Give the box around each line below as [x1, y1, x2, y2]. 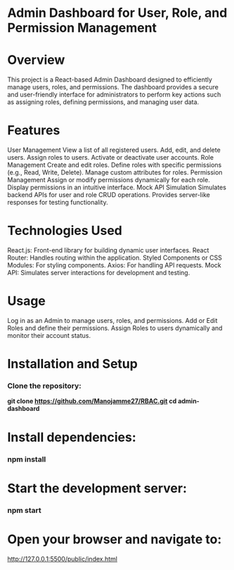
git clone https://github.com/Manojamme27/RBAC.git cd [7, 397, 177, 405]
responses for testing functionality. [7, 198, 108, 207]
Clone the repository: [7, 381, 82, 391]
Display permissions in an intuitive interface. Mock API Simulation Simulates [7, 183, 227, 191]
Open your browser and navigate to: [7, 531, 222, 547]
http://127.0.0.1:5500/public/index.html [7, 555, 118, 563]
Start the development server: [7, 480, 188, 496]
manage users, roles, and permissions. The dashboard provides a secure [7, 83, 219, 91]
